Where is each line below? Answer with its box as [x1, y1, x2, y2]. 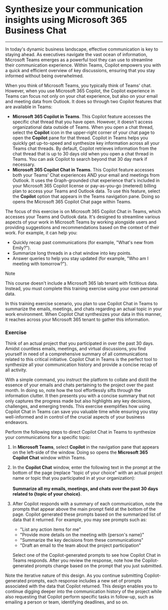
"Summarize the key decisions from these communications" [19, 537, 143, 543]
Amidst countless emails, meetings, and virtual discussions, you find [5, 346, 146, 352]
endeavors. [5, 420, 28, 426]
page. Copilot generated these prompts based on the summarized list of [12, 511, 161, 517]
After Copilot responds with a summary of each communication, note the [12, 501, 162, 507]
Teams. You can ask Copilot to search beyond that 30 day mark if [12, 156, 147, 162]
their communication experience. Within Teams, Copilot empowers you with [5, 62, 161, 68]
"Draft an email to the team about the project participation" [19, 542, 141, 548]
